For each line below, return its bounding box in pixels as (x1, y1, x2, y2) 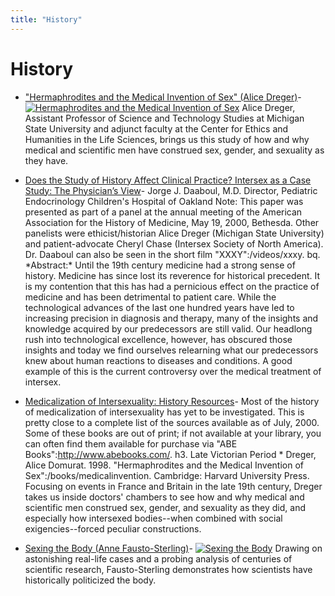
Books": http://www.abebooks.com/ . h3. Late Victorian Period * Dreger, (24, 448, 317, 460)
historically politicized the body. (24, 574, 157, 586)
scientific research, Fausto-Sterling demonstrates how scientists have (24, 563, 313, 575)
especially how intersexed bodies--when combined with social (24, 512, 283, 524)
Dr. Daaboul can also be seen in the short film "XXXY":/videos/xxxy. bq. (24, 248, 321, 260)
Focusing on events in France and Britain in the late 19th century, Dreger (24, 480, 323, 492)
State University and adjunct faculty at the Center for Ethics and (24, 122, 289, 135)
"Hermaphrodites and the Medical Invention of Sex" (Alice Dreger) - (24, 91, 302, 103)
